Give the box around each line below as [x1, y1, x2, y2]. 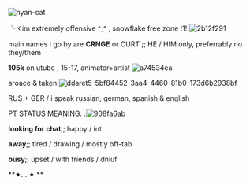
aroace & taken [8, 79, 58, 87]
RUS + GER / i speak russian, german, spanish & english [8, 94, 190, 102]
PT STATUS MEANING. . [8, 109, 87, 118]
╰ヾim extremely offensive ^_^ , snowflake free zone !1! [8, 24, 188, 33]
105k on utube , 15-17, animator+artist [8, 63, 130, 72]
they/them [8, 48, 42, 57]
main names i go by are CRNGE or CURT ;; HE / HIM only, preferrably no [8, 39, 243, 49]
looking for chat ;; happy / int [8, 124, 103, 133]
